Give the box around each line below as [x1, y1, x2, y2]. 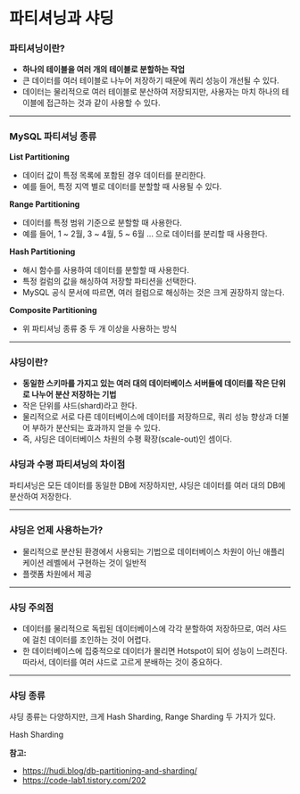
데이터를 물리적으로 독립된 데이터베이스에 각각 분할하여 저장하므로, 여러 [21, 623, 271, 633]
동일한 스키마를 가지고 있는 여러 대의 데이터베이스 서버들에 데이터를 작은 [21, 378, 270, 389]
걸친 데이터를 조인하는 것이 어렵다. [31, 634, 152, 645]
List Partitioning [9, 151, 70, 161]
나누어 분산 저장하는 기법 [30, 389, 117, 400]
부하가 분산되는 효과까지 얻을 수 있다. [31, 423, 161, 434]
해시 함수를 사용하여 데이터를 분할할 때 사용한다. [21, 264, 189, 275]
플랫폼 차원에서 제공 [21, 568, 92, 579]
